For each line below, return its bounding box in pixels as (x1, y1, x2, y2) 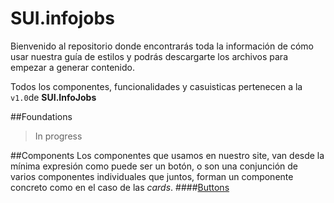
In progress (34, 130, 83, 142)
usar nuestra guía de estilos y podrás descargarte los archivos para (10, 50, 288, 62)
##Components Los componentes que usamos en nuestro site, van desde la (10, 149, 325, 161)
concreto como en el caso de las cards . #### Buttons (10, 181, 230, 193)
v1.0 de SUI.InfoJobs (10, 91, 97, 103)
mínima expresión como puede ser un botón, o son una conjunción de (10, 160, 298, 172)
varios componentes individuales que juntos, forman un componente (10, 170, 294, 182)
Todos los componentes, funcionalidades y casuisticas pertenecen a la (10, 80, 303, 92)
